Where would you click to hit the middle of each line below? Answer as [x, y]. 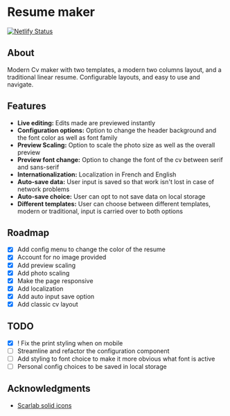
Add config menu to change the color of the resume [91, 249]
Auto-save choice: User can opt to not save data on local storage [111, 196]
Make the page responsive [55, 280]
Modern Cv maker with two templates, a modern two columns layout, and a [114, 69]
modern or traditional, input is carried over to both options [100, 211]
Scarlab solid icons [44, 405]
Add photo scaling [43, 273]
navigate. [20, 84]
